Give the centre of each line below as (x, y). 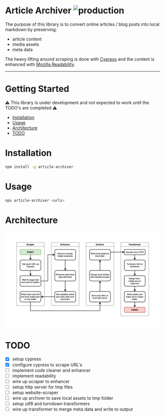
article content (27, 39)
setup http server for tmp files (42, 387)
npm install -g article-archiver (39, 167)
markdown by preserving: (31, 29)
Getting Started (37, 89)
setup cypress (27, 359)
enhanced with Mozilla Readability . (40, 64)
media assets (26, 44)
